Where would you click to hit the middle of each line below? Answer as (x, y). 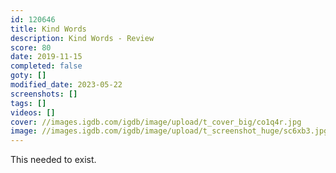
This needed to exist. (53, 160)
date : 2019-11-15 (46, 57)
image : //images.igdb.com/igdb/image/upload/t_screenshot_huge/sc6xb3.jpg (169, 131)
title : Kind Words (48, 29)
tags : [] (28, 103)
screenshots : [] (44, 94)
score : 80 (31, 47)
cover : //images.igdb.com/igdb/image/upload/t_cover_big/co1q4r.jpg (156, 122)
